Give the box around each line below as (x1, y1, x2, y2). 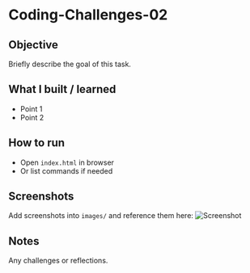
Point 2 (19, 112, 44, 122)
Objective (8, 38, 59, 52)
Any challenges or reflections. (8, 256, 108, 266)
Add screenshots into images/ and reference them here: (8, 211, 194, 220)
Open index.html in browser (19, 157, 115, 167)
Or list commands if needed (19, 166, 113, 175)
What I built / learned (8, 82, 117, 96)
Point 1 (19, 103, 43, 114)
